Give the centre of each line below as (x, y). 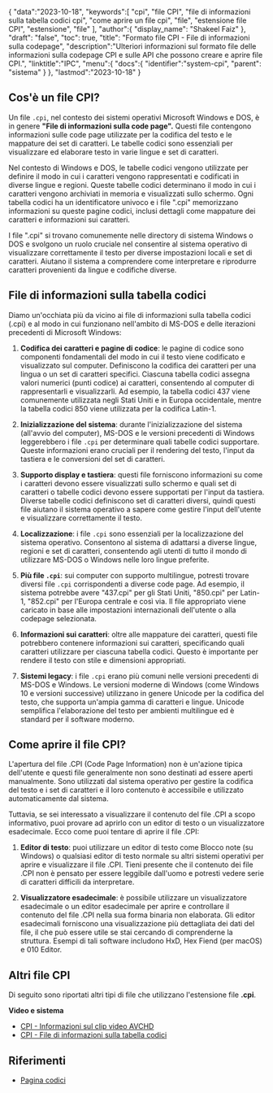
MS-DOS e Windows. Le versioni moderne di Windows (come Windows (140, 684)
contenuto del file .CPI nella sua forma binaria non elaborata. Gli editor (137, 915)
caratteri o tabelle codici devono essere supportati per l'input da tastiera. (142, 492)
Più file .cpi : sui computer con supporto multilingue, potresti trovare (134, 575)
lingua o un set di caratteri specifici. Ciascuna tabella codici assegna (135, 374)
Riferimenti (37, 1060)
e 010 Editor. (41, 950)
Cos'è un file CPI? (54, 98)
